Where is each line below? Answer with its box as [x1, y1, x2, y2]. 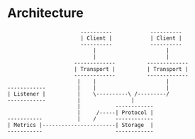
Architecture [7, 5, 84, 21]
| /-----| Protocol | [77, 109, 154, 116]
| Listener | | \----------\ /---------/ [7, 90, 170, 97]
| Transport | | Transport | [74, 65, 189, 72]
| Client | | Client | [80, 34, 182, 42]
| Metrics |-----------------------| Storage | [7, 121, 154, 128]
